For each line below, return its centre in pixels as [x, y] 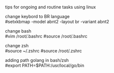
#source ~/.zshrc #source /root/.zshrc [44, 51]
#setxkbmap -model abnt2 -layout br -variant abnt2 [57, 22]
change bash [18, 31]
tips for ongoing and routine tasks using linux [51, 7]
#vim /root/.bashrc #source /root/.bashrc [46, 36]
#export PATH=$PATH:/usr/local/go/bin [45, 65]
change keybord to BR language [37, 16]
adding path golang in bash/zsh [37, 60]
